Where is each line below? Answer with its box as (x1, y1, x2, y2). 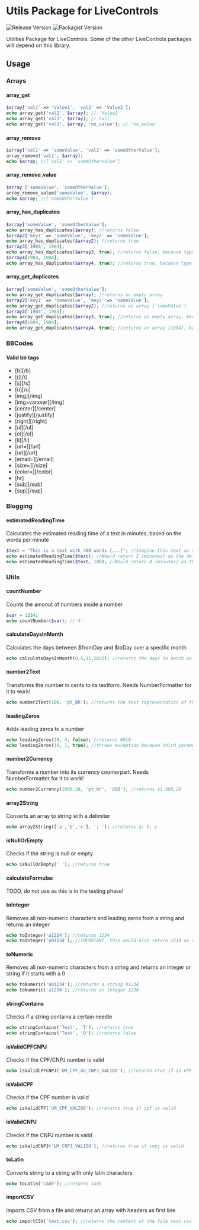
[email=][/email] (14, 456, 54, 463)
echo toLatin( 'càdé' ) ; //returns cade (6, 1181, 102, 1187)
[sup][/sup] (14, 487, 43, 494)
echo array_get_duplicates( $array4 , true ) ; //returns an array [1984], (6, 325, 187, 331)
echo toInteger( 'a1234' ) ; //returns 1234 (6, 932, 110, 938)
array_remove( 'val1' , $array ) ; (6, 153, 84, 159)
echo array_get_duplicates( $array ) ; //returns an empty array (6, 291, 163, 298)
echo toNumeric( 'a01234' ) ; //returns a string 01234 (6, 981, 139, 988)
